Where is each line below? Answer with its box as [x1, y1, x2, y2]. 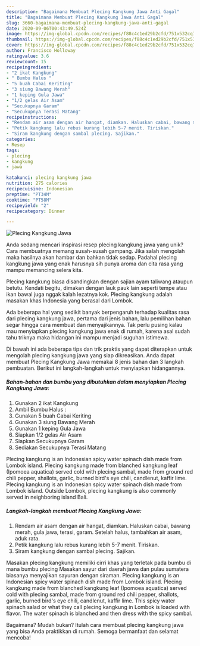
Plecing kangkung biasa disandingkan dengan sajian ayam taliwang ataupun [6, 278, 193, 285]
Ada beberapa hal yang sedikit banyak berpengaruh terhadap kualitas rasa [6, 308, 189, 316]
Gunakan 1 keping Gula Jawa [14, 425, 86, 432]
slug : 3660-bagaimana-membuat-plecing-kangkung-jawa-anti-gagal [6, 20, 169, 26]
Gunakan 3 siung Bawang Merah [14, 419, 95, 426]
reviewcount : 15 [6, 58, 46, 64]
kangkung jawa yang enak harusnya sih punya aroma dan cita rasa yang [6, 260, 183, 267]
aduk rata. [14, 535, 40, 542]
